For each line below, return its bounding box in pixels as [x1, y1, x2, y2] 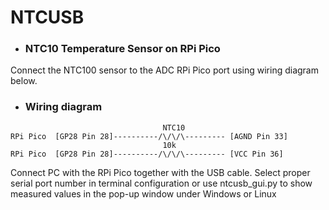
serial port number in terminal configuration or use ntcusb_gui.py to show [10, 177, 313, 189]
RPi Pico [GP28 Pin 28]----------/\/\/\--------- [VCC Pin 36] [10, 149, 284, 159]
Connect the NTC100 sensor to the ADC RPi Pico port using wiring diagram [10, 64, 319, 76]
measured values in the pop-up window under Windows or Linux [10, 187, 277, 200]
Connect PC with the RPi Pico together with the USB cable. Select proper [10, 166, 311, 178]
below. [10, 75, 38, 87]
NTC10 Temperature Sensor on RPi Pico [24, 42, 221, 56]
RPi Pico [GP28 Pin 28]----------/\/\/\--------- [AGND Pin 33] [10, 131, 288, 141]
